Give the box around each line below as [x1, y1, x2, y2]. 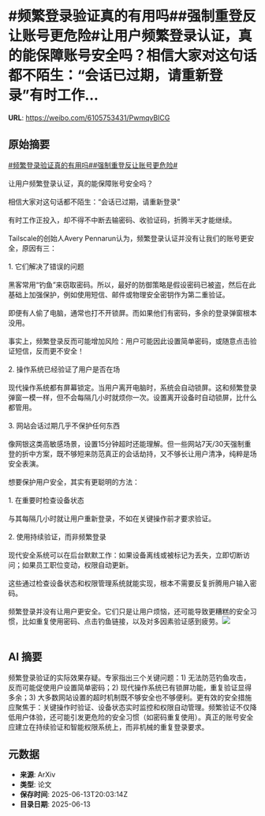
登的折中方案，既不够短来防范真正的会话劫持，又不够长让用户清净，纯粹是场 [8, 448, 257, 459]
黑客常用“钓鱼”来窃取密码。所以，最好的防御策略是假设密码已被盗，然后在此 [8, 280, 256, 289]
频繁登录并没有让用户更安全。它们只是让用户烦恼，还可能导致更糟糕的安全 [8, 606, 250, 616]
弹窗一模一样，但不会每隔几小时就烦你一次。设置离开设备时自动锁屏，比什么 [8, 392, 257, 402]
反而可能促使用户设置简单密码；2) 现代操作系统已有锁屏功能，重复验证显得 [8, 682, 252, 692]
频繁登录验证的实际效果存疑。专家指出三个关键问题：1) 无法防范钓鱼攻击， [8, 673, 251, 682]
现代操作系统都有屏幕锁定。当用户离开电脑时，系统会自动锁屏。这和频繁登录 [8, 383, 257, 392]
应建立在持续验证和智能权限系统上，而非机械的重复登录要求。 [8, 722, 209, 731]
